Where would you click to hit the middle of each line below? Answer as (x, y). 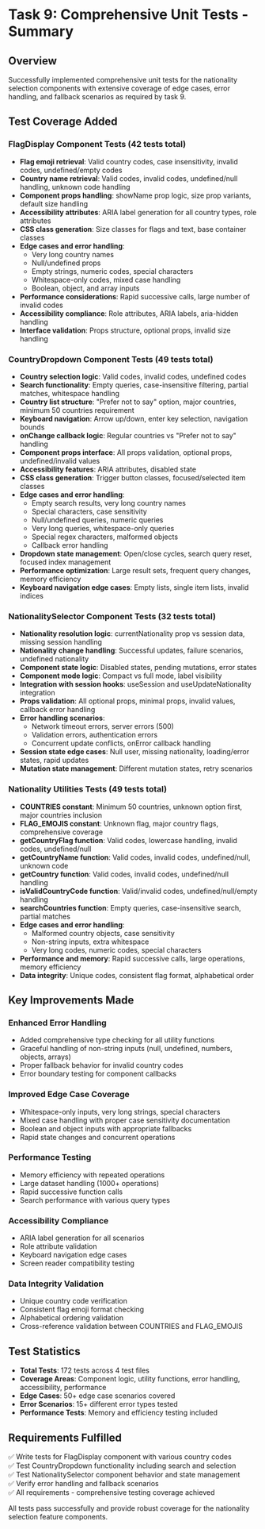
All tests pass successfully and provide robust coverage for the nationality (129, 1508)
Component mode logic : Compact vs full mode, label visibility (121, 676)
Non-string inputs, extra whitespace (90, 942)
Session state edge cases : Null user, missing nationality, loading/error (134, 752)
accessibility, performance (63, 1388)
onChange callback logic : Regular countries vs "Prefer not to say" (128, 435)
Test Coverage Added (63, 122)
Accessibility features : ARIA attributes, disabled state (108, 469)
